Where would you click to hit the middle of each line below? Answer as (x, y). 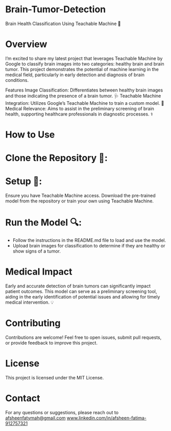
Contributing (33, 323)
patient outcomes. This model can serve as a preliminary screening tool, (81, 291)
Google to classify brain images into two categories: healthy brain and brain (85, 64)
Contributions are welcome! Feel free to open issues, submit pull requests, (83, 337)
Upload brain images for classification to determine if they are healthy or (89, 246)
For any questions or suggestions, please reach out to (62, 412)
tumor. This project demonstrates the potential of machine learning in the (82, 69)
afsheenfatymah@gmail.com (35, 418)
